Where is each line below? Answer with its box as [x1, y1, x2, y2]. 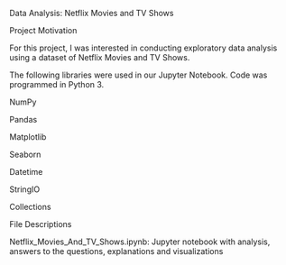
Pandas [9, 114, 38, 124]
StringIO [9, 184, 41, 195]
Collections [9, 202, 51, 212]
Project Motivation [9, 25, 78, 35]
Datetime [9, 167, 43, 177]
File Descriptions [9, 219, 72, 229]
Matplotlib [9, 132, 47, 142]
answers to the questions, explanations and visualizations [9, 246, 224, 256]
